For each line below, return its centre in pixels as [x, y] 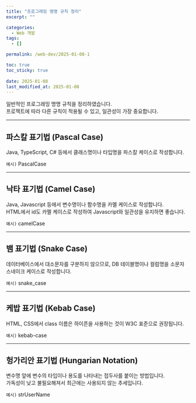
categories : [20, 27]
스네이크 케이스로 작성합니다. [39, 271]
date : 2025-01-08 [27, 81]
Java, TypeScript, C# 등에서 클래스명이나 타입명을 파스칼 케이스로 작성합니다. [95, 152]
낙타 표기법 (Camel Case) [51, 189]
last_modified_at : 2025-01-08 [43, 87]
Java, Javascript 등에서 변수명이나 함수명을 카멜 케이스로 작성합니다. [85, 204]
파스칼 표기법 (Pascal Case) [55, 137]
